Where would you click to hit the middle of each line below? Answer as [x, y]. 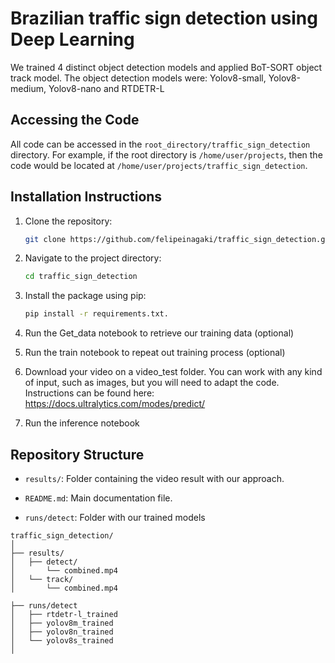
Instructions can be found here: [89, 393]
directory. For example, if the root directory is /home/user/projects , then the [166, 154]
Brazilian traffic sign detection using [164, 18]
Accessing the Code [75, 120]
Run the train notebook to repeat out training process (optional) [155, 353]
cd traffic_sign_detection [81, 277]
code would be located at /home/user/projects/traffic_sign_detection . [159, 165]
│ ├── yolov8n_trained [62, 632]
